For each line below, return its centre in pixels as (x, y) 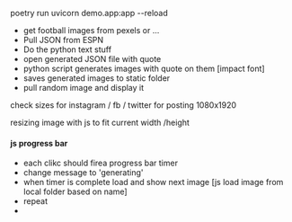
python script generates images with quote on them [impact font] (144, 68)
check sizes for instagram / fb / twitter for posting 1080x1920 (124, 105)
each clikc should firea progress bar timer (101, 163)
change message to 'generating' (83, 173)
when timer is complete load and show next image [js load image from (153, 182)
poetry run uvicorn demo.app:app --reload (89, 13)
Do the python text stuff (67, 49)
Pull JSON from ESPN (63, 40)
